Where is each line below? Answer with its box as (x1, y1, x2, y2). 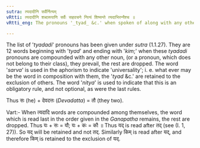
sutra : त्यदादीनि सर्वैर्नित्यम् (6, 8, 57, 15)
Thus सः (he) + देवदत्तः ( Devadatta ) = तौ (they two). (6, 97, 124, 104)
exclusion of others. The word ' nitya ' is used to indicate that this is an (6, 79, 177, 86)
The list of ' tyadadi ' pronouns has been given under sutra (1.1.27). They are (6, 41, 190, 48)
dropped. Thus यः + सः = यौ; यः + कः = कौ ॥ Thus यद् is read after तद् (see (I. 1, (6, 122, 186, 129)
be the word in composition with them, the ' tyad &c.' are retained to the (6, 73, 180, 80)
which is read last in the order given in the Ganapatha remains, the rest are (6, 115, 190, 122)
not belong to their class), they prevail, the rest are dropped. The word (6, 60, 179, 67)
